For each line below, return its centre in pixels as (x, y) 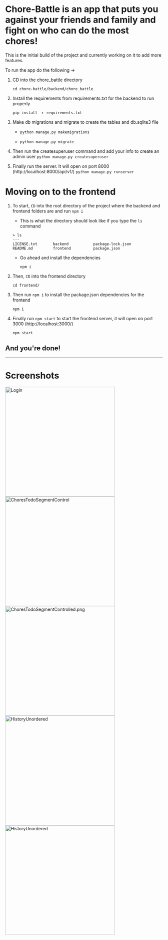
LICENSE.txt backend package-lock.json (72, 244)
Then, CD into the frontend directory (49, 276)
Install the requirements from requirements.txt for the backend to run (83, 98)
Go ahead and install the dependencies (60, 258)
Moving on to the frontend (60, 192)
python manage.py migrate (47, 142)
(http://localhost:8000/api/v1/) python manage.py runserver (73, 171)
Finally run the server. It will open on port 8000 (61, 166)
